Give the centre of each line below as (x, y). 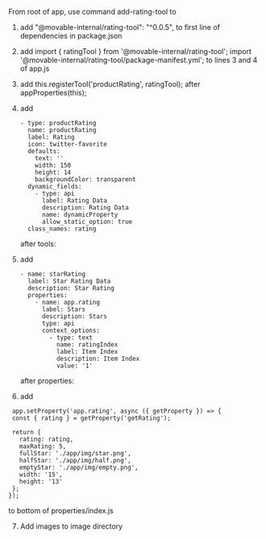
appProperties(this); (53, 93)
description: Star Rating (71, 288)
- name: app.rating (68, 302)
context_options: (71, 330)
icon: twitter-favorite (67, 144)
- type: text (71, 338)
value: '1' (74, 366)
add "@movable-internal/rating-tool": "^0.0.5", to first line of (120, 27)
